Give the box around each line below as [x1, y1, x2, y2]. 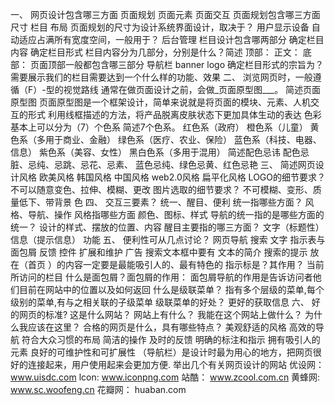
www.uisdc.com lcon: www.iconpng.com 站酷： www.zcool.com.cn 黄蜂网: [10, 371, 321, 383]
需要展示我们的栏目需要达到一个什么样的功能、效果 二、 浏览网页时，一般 [10, 71, 313, 83]
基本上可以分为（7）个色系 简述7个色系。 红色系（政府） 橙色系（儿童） [10, 121, 308, 133]
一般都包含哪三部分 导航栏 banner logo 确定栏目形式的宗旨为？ [64, 59, 324, 70]
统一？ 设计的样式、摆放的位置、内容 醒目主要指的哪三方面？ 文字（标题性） [10, 221, 325, 233]
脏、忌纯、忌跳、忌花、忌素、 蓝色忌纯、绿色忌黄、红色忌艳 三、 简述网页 [10, 159, 316, 170]
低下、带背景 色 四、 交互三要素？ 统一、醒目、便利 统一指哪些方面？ [18, 196, 303, 208]
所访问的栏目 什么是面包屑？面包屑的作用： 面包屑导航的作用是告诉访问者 [10, 271, 313, 283]
